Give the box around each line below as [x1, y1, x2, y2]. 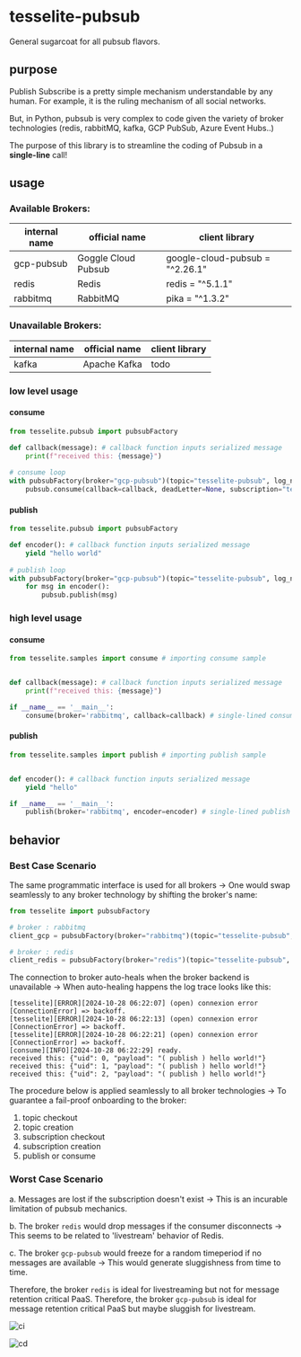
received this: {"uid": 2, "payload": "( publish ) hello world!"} [9, 1069, 267, 1079]
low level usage [9, 385, 79, 397]
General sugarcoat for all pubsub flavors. [9, 36, 161, 47]
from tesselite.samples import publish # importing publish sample [9, 750, 267, 759]
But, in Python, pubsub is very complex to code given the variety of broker [9, 112, 284, 123]
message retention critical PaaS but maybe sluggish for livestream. [9, 1303, 256, 1314]
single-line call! [9, 149, 68, 160]
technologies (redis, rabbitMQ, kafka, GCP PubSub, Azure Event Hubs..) [9, 122, 275, 133]
